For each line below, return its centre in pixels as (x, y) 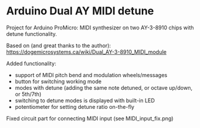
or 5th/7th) (28, 94)
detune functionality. (32, 33)
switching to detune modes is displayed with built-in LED (85, 100)
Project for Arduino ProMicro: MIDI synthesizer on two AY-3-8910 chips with (100, 28)
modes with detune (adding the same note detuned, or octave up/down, (104, 87)
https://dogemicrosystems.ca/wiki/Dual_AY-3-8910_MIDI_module (86, 51)
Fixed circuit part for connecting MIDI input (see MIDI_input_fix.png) (90, 118)
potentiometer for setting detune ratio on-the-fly (75, 106)
